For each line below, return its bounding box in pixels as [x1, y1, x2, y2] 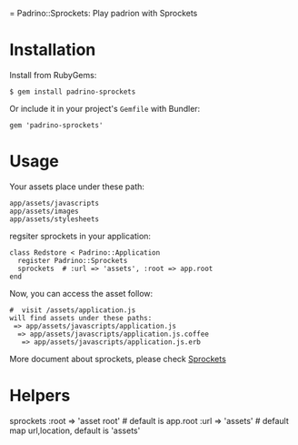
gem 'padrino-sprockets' [9, 120, 104, 130]
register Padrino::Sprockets [17, 256, 128, 265]
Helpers [9, 386, 71, 406]
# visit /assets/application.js [9, 305, 136, 315]
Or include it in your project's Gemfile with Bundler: [9, 103, 201, 114]
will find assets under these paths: [9, 313, 153, 322]
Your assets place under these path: [9, 181, 145, 192]
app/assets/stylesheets [9, 214, 100, 224]
